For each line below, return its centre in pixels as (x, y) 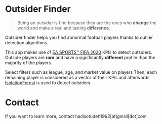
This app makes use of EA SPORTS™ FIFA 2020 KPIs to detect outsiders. (79, 52)
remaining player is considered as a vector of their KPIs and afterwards (77, 77)
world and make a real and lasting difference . (63, 28)
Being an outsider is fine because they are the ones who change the (87, 23)
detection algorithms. (27, 42)
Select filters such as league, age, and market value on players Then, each (81, 72)
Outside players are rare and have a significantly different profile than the (80, 57)
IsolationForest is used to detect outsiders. (48, 83)
